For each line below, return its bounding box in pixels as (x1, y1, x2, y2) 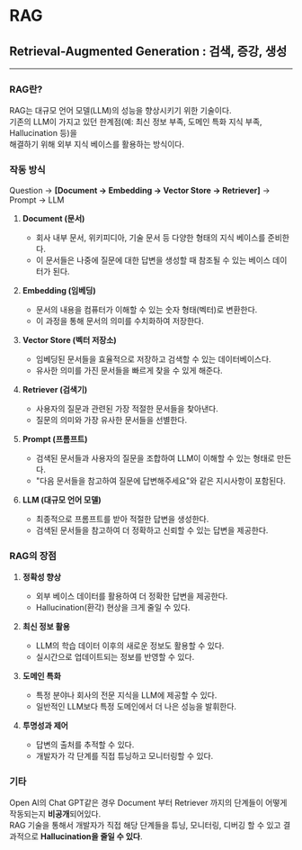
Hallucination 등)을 (9, 128, 78, 139)
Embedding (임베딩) (22, 285, 96, 295)
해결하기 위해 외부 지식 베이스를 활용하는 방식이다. (9, 139, 185, 149)
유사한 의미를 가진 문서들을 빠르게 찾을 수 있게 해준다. (35, 365, 223, 375)
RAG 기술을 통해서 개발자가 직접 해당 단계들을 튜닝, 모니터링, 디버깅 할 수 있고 (9, 820, 281, 831)
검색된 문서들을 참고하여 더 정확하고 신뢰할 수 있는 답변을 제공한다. (35, 524, 269, 536)
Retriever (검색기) (22, 384, 88, 394)
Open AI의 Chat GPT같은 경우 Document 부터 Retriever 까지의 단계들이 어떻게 (9, 798, 288, 809)
